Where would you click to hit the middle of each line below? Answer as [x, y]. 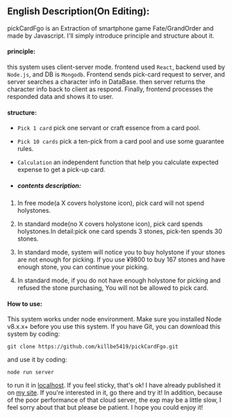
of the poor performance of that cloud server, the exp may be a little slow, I [114, 400]
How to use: [25, 304]
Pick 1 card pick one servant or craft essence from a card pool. [109, 128]
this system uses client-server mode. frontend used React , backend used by [116, 67]
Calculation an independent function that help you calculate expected [118, 162]
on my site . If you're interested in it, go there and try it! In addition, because [115, 393]
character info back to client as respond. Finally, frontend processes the [110, 89]
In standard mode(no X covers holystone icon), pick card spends [110, 224]
